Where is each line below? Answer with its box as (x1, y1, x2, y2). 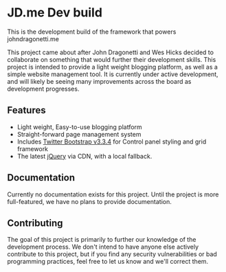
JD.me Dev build (7, 5, 103, 21)
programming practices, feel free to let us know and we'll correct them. (7, 258, 209, 266)
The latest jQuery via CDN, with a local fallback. (16, 152, 152, 160)
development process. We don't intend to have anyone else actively (7, 242, 199, 251)
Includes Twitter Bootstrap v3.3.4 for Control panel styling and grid (16, 137, 207, 146)
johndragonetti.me (7, 34, 60, 43)
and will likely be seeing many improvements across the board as (7, 77, 192, 85)
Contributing (7, 217, 63, 229)
